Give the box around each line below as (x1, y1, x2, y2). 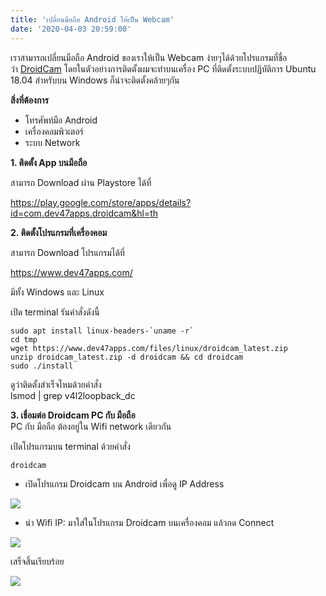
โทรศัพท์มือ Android (24, 114, 98, 126)
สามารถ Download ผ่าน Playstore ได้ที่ (10, 176, 152, 188)
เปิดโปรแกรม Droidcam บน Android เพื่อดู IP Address (24, 477, 225, 490)
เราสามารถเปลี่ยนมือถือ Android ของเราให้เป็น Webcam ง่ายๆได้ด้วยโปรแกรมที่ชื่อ (10, 51, 288, 63)
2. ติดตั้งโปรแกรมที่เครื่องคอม (10, 226, 108, 238)
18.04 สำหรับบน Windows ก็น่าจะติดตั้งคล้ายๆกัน (10, 74, 180, 86)
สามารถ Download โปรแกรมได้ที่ (10, 246, 125, 258)
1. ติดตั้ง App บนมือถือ (10, 156, 88, 168)
